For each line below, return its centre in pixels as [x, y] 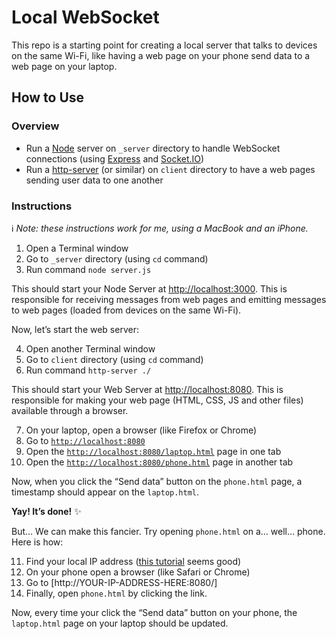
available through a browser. [70, 410]
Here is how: [37, 542]
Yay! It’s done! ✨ [46, 511]
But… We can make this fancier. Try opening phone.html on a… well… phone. [168, 531]
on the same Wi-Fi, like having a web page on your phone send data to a [161, 55]
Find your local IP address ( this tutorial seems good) [133, 561]
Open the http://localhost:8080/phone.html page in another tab [159, 462]
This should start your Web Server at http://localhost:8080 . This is [147, 389]
